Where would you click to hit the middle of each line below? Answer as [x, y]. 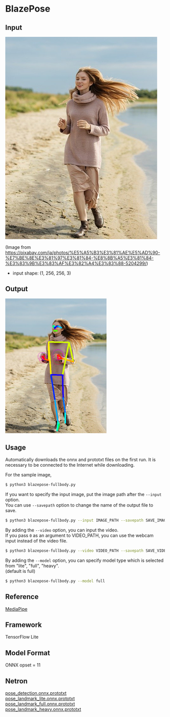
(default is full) [20, 571]
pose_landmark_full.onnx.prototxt [40, 704]
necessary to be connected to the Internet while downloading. [70, 465]
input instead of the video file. [36, 541]
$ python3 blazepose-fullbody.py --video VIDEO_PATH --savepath [74, 551]
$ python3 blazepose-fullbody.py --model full [55, 581]
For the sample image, [29, 475]
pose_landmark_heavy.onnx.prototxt [43, 709]
